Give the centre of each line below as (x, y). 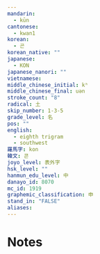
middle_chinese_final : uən (46, 91)
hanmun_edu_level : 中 (38, 175)
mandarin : (22, 14)
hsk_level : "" (28, 169)
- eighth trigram (39, 136)
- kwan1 (25, 33)
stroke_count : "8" (34, 98)
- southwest (31, 143)
